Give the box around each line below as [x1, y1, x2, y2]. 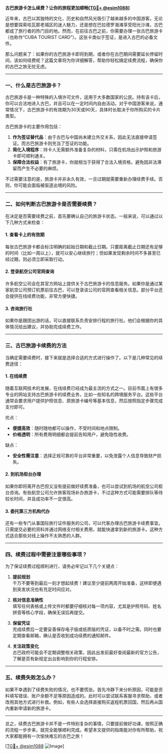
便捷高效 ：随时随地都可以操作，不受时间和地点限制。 [12, 425, 122, 431]
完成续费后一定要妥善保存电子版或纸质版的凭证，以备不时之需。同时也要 [12, 627, 161, 633]
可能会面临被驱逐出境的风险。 [18, 182, 80, 188]
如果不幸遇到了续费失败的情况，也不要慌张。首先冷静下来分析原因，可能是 [5, 687, 158, 693]
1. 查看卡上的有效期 [5, 232, 45, 238]
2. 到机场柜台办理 [5, 471, 41, 477]
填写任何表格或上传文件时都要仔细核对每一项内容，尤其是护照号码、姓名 [12, 603, 161, 609]
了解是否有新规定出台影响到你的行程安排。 [12, 656, 100, 662]
